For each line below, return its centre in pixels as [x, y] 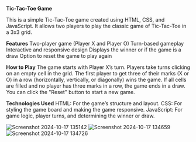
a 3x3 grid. [19, 32]
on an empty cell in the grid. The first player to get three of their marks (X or [97, 73]
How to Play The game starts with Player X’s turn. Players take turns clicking [98, 67]
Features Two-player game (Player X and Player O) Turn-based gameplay [95, 44]
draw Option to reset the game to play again [59, 56]
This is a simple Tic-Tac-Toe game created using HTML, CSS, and [85, 20]
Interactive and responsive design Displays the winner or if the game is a [94, 50]
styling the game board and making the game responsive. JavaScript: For [94, 110]
